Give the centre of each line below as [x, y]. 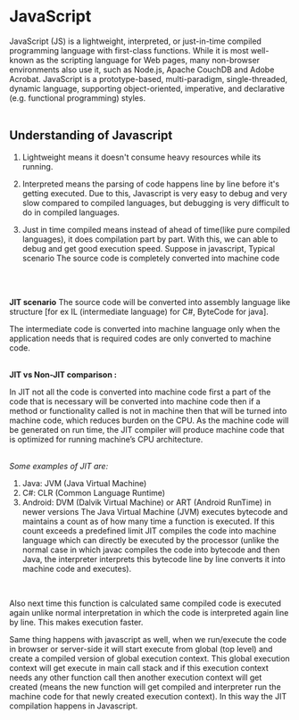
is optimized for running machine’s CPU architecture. [106, 439]
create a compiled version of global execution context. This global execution [149, 658]
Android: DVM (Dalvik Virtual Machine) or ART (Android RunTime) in [147, 502]
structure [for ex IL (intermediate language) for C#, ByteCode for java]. [139, 311]
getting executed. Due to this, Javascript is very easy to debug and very [154, 193]
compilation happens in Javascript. [74, 706]
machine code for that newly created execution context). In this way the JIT [148, 696]
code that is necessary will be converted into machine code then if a [135, 401]
